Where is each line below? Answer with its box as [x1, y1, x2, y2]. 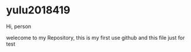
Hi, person [6, 23, 31, 30]
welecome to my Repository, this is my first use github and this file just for [6, 34, 185, 41]
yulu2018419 [6, 4, 71, 17]
